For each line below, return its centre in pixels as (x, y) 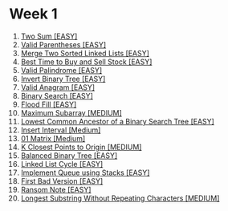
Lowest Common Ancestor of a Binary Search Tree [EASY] (118, 121)
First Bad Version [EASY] (62, 181)
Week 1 (33, 14)
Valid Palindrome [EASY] (61, 70)
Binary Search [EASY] (57, 95)
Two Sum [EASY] (49, 36)
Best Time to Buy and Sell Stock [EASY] (86, 62)
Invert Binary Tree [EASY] (63, 79)
